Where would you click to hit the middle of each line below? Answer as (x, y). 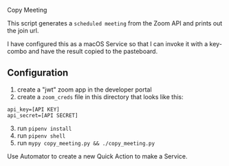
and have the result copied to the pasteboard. (93, 51)
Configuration (38, 73)
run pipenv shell (41, 135)
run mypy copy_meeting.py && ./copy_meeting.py (86, 143)
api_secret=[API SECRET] (43, 115)
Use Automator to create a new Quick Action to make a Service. (97, 156)
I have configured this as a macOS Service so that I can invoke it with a (108, 44)
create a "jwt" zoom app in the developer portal (85, 90)
